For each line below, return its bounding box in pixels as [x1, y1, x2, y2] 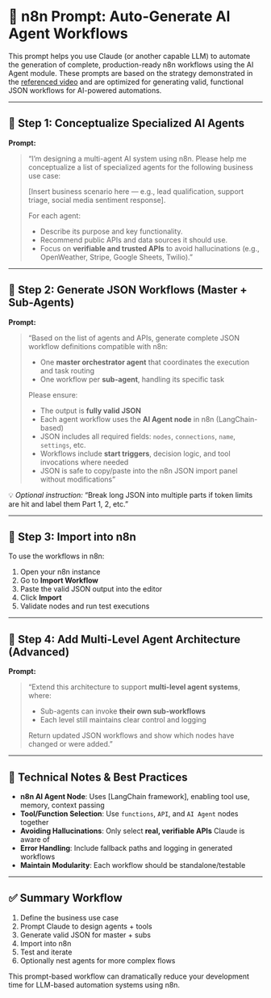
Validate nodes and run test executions [19, 601, 150, 611]
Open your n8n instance [19, 567, 101, 577]
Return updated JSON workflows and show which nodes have [27, 731, 235, 740]
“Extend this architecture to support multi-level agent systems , [27, 682, 240, 692]
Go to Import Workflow [19, 575, 99, 585]
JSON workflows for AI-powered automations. [8, 85, 162, 95]
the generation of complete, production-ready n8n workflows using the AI [8, 60, 254, 69]
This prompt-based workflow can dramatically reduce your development [8, 971, 250, 981]
